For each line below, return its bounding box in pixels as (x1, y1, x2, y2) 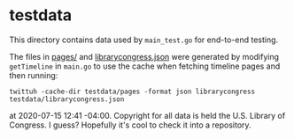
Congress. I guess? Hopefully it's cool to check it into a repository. (9, 120, 251, 130)
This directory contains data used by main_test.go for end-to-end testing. (9, 34, 279, 45)
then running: (9, 69, 58, 80)
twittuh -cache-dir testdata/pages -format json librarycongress (9, 87, 255, 96)
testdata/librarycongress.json (9, 94, 125, 104)
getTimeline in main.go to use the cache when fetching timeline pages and (9, 61, 281, 71)
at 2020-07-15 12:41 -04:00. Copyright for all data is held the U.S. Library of (9, 110, 286, 121)
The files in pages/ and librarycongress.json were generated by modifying (9, 51, 280, 62)
